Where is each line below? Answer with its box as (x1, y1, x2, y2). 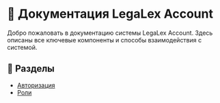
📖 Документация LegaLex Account (7, 6, 214, 22)
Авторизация (16, 81, 56, 89)
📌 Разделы (7, 63, 55, 74)
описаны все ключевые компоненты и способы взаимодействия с (7, 35, 202, 44)
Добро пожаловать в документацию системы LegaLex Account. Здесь (7, 29, 213, 37)
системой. (7, 43, 38, 51)
